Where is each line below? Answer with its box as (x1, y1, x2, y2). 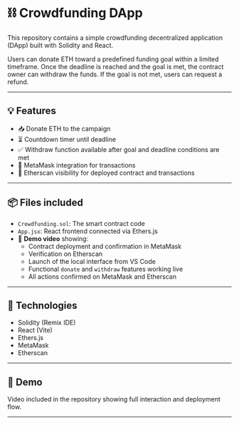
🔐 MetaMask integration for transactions (17, 160, 136, 169)
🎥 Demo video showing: (17, 234, 89, 242)
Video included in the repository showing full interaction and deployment (7, 395, 221, 404)
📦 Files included (7, 197, 83, 209)
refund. (7, 77, 29, 86)
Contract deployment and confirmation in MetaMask (28, 242, 182, 250)
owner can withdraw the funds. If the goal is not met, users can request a (7, 70, 223, 78)
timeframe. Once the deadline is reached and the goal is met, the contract (7, 62, 224, 71)
